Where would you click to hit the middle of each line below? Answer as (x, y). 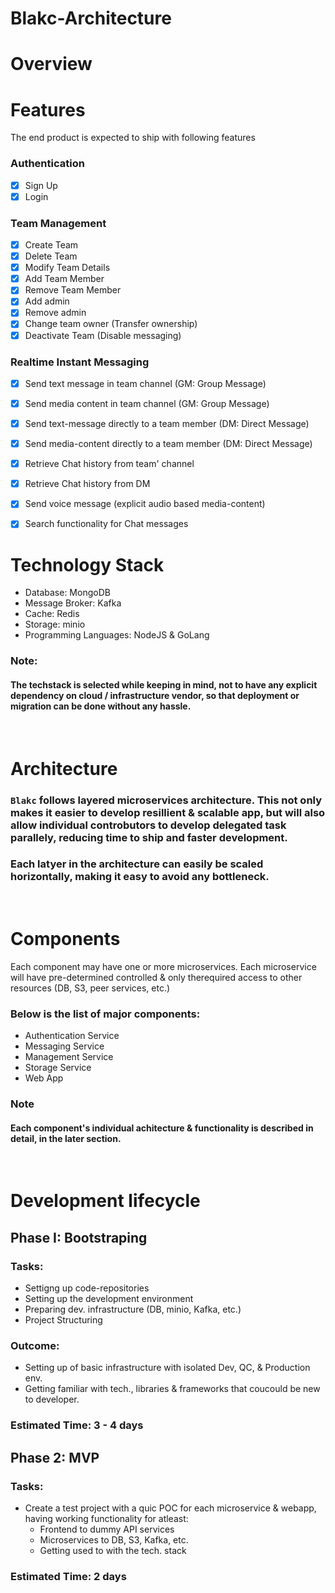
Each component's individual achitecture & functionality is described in (162, 1128)
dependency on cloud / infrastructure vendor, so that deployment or (155, 695)
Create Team (51, 245)
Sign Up (41, 185)
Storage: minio (55, 624)
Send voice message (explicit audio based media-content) (145, 504)
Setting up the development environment (109, 1299)
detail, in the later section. (66, 1138)
